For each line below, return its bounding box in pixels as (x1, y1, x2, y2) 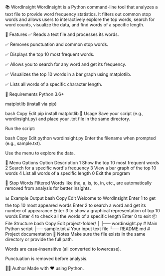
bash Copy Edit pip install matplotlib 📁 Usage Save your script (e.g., (5, 111, 144, 116)
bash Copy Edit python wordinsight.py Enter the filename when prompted (5, 135, 156, 141)
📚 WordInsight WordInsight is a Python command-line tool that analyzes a (5, 4, 158, 10)
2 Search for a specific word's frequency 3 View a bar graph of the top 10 (5, 165, 157, 171)
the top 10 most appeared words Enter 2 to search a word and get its (5, 202, 146, 208)
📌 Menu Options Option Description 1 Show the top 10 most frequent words (5, 160, 160, 165)
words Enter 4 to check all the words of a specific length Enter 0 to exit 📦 (5, 213, 157, 219)
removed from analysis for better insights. (5, 185, 91, 191)
